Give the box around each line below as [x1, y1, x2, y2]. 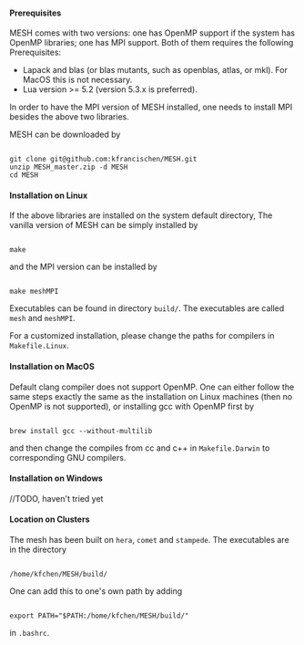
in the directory [9, 544, 66, 556]
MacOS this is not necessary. [22, 74, 133, 86]
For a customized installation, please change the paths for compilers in [9, 330, 275, 341]
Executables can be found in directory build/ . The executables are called [9, 303, 285, 314]
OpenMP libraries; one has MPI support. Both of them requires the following [9, 37, 294, 48]
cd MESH [9, 171, 39, 180]
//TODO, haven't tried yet [9, 493, 104, 504]
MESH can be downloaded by [9, 129, 121, 140]
